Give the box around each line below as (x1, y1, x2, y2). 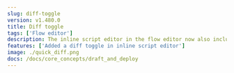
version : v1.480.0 (7, 17, 61, 24)
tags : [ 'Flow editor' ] (7, 29, 73, 37)
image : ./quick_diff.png (7, 49, 79, 56)
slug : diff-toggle (7, 10, 61, 17)
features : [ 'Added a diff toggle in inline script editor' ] (7, 42, 186, 49)
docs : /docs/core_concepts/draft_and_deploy (7, 56, 139, 63)
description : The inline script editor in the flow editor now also (7, 36, 210, 43)
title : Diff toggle (7, 23, 64, 30)
